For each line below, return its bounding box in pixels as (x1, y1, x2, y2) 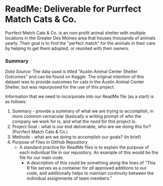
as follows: (5, 99, 27, 105)
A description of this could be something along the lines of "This (26, 160, 156, 166)
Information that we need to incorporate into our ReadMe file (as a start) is (5, 93, 154, 99)
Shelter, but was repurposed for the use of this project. (5, 84, 115, 90)
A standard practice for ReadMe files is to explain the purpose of (19, 145, 149, 150)
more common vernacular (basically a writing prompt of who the (12, 113, 142, 119)
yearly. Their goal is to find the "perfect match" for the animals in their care (5, 40, 156, 46)
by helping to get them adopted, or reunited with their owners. (5, 45, 130, 51)
